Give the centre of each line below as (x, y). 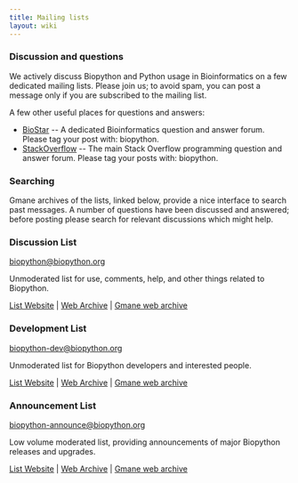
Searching (32, 181)
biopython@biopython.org (57, 262)
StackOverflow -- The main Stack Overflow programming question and (152, 149)
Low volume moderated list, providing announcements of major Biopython (145, 442)
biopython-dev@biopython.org (66, 348)
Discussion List (43, 243)
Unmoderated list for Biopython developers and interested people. (130, 365)
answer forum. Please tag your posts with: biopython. (120, 157)
